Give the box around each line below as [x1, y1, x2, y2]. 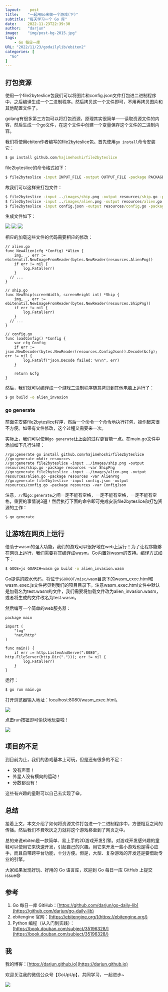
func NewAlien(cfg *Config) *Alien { [5, 249, 84, 254]
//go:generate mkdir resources [5, 456, 70, 461]
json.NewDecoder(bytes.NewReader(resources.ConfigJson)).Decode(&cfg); [5, 349, 157, 354]
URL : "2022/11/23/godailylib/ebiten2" [5, 45, 86, 50]
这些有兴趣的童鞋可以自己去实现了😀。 [5, 790, 84, 796]
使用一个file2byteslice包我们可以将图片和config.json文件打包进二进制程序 [5, 93, 156, 99]
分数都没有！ [12, 779, 39, 785]
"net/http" [14, 633, 37, 638]
